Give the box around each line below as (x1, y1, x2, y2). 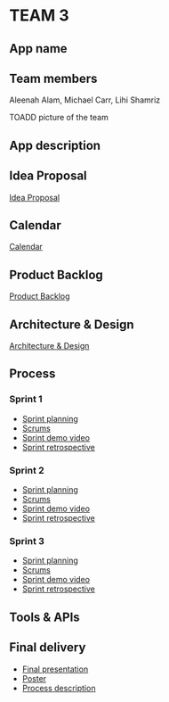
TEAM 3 (9, 5, 69, 26)
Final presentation (21, 664, 89, 674)
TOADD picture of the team (9, 112, 109, 123)
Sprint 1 (9, 393, 43, 406)
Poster (21, 673, 47, 683)
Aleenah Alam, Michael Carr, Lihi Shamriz (9, 95, 161, 105)
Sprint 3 (9, 534, 44, 547)
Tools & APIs (9, 609, 80, 624)
